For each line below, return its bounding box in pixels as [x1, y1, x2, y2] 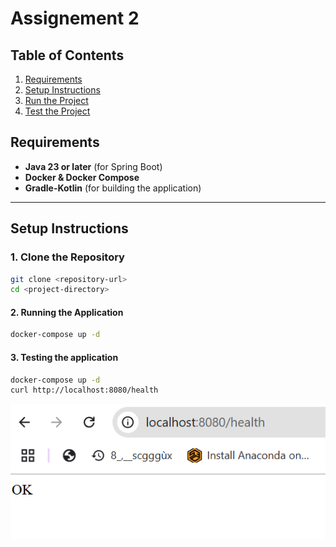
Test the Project [24, 105, 91, 117]
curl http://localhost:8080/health [10, 385, 159, 396]
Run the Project [24, 95, 89, 106]
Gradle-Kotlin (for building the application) [24, 182, 202, 194]
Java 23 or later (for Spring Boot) [24, 160, 163, 172]
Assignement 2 [10, 7, 140, 30]
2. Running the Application [10, 306, 124, 318]
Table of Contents [10, 47, 125, 64]
